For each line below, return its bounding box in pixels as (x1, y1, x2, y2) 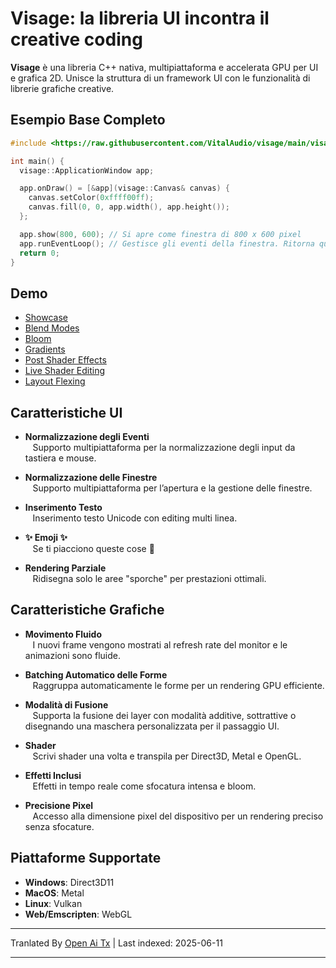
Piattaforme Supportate (10, 850, 162, 867)
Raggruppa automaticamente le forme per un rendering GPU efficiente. (32, 679, 325, 691)
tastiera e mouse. (24, 452, 97, 464)
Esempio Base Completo (10, 112, 166, 129)
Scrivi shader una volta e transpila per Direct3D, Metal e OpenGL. (32, 750, 302, 762)
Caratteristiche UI (10, 404, 123, 421)
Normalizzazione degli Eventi (24, 431, 150, 442)
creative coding (10, 28, 143, 51)
